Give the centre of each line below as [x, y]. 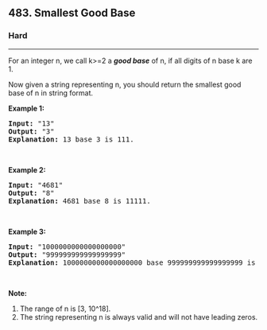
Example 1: [27, 108]
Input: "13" [31, 123]
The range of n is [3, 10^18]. [65, 309]
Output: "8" [31, 193]
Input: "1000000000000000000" [67, 247]
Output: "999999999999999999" [67, 254]
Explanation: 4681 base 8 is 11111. [79, 201]
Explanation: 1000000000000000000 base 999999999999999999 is [132, 262]
